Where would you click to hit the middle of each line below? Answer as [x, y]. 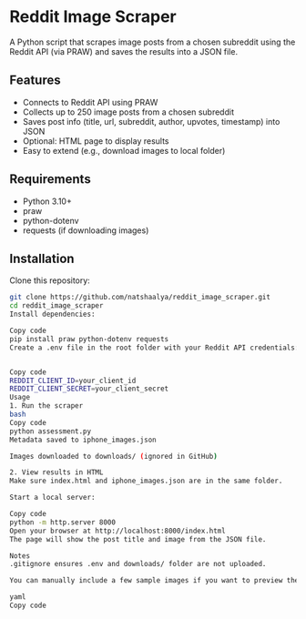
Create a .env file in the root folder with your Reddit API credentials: [154, 348]
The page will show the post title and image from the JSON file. [138, 539]
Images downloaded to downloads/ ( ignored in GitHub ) [114, 456]
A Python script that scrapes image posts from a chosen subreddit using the [153, 42]
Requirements [50, 179]
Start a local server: [52, 498]
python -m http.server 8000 [63, 522]
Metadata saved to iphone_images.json [83, 440]
